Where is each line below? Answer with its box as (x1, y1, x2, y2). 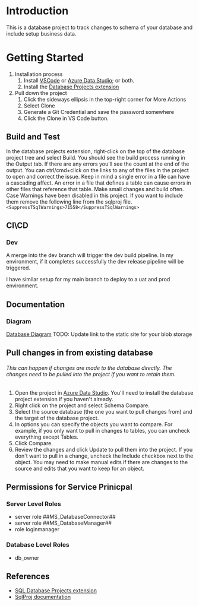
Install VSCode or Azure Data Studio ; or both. (23, 77, 135, 84)
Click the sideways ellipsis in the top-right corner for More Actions (23, 96, 187, 103)
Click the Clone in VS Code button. (23, 115, 109, 122)
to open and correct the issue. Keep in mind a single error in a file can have (6, 173, 190, 180)
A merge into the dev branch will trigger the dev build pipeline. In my (6, 252, 174, 259)
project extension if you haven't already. (14, 395, 113, 402)
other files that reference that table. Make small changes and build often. (6, 185, 184, 192)
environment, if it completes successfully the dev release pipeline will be (6, 258, 184, 265)
